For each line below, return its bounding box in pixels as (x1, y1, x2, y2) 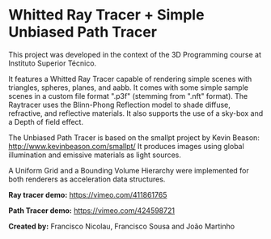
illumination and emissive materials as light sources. (8, 150, 182, 160)
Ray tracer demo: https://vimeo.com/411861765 (8, 190, 167, 199)
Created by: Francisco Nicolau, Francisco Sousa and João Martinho (8, 221, 235, 231)
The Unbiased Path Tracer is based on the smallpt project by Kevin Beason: (8, 132, 260, 143)
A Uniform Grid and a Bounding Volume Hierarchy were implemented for (8, 165, 249, 175)
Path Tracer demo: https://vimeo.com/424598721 (8, 205, 176, 216)
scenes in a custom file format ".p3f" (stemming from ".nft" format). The (8, 91, 248, 100)
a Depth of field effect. (8, 117, 83, 126)
